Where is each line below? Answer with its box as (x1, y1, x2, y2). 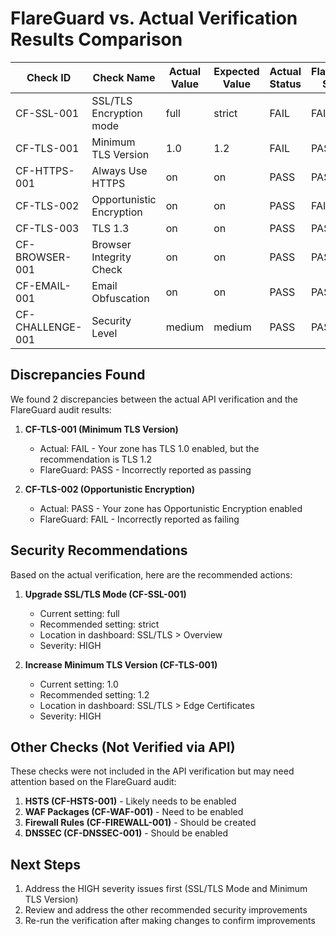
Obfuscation (91, 291, 150, 305)
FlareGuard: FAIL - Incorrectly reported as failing (39, 513, 240, 525)
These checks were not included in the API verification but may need (10, 765, 295, 777)
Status (269, 77, 302, 91)
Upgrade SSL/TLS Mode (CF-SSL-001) (24, 588, 187, 600)
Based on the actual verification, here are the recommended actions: (10, 568, 293, 581)
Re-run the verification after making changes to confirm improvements (24, 915, 316, 927)
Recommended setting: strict (39, 618, 160, 630)
